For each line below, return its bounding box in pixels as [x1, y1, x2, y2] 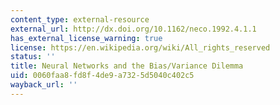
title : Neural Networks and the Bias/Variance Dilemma [10, 61, 244, 71]
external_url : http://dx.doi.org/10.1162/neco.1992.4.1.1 [10, 24, 257, 34]
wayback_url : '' [10, 80, 78, 90]
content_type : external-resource [10, 14, 150, 25]
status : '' [10, 52, 56, 62]
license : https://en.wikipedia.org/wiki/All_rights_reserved [10, 42, 271, 53]
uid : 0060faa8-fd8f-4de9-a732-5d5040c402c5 [10, 71, 195, 81]
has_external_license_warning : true [10, 33, 163, 43]
